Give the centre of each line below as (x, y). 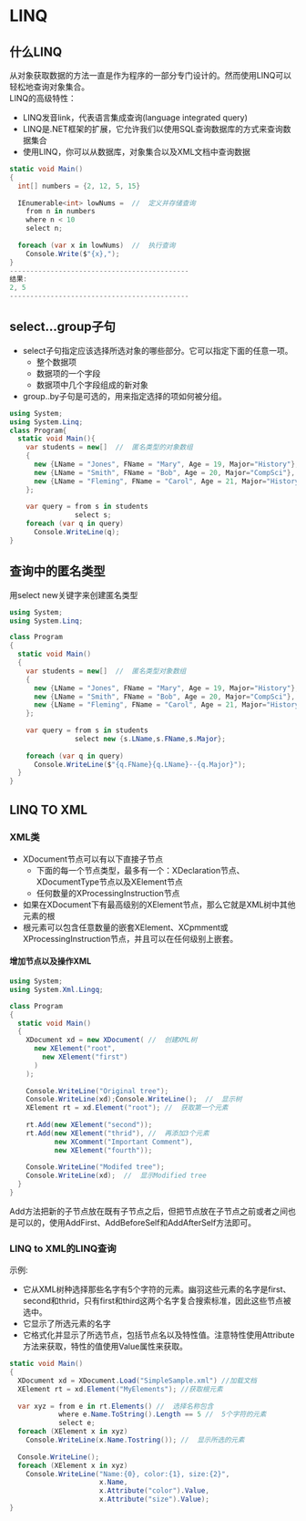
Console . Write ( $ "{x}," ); (73, 253)
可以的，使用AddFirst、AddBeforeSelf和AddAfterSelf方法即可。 (137, 1222)
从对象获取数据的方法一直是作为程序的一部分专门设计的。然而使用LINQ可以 (150, 75)
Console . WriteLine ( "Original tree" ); (97, 1091)
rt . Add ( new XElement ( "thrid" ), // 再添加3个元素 (117, 1133)
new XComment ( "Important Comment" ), (124, 1142)
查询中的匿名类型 (57, 571)
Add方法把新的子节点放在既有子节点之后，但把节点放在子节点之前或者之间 (149, 1211)
